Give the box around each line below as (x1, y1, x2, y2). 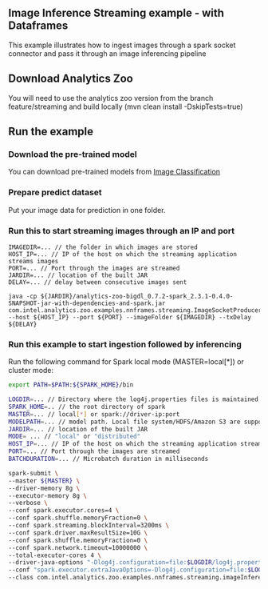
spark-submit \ (8, 469, 59, 477)
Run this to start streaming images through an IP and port (8, 225, 235, 236)
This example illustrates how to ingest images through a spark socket (8, 40, 236, 50)
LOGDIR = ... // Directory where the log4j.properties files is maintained (8, 395, 259, 403)
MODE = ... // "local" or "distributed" (8, 432, 141, 441)
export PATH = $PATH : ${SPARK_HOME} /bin (8, 381, 134, 389)
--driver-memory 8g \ (8, 484, 81, 492)
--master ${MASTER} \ (8, 476, 81, 485)
